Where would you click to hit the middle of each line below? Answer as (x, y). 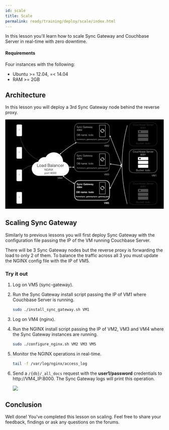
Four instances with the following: (40, 64)
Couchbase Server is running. (43, 300)
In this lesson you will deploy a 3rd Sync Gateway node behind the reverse (82, 107)
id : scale (16, 11)
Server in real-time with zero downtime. (46, 41)
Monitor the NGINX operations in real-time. (57, 354)
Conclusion (24, 405)
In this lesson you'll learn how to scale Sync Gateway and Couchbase (77, 36)
